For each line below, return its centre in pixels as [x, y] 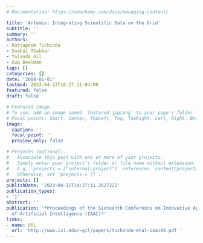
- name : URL [21, 225]
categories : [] [25, 73]
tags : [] [17, 68]
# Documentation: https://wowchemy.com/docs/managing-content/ [88, 12]
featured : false [27, 91]
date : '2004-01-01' [31, 79]
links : [14, 219]
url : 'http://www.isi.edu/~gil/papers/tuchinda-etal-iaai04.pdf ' [97, 231]
